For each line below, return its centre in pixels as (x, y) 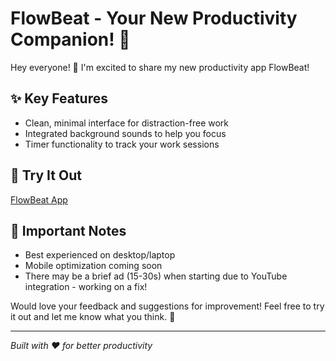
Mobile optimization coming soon (93, 266)
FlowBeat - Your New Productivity (154, 18)
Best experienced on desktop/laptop (100, 255)
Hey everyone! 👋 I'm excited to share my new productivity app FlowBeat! (160, 67)
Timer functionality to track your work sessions (122, 144)
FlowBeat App (39, 199)
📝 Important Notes (68, 230)
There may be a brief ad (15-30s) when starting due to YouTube (156, 276)
